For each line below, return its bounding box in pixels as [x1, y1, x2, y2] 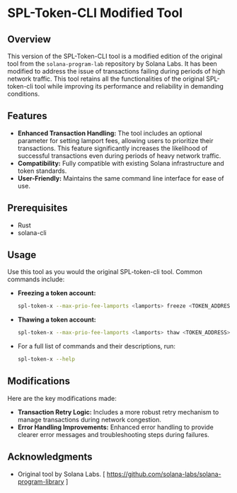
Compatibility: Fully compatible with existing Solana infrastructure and [17, 159, 224, 167]
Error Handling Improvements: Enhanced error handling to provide [17, 423, 214, 431]
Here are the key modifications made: [7, 394, 117, 402]
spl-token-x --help [17, 356, 76, 363]
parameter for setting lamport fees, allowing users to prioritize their [17, 136, 214, 144]
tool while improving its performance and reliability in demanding [34, 82, 224, 90]
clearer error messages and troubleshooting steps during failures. [17, 430, 210, 438]
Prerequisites [7, 202, 68, 214]
